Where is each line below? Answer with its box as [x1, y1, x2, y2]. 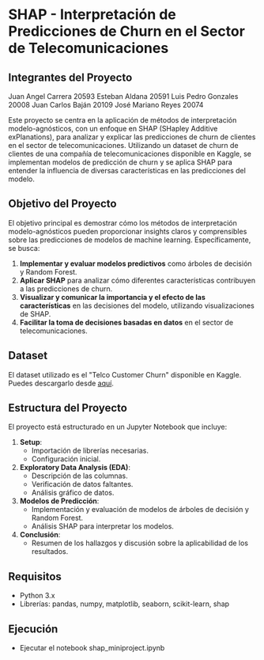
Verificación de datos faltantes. [31, 480, 134, 489]
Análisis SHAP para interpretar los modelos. [31, 522, 174, 531]
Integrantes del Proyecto [8, 70, 133, 84]
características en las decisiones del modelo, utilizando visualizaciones [19, 301, 255, 310]
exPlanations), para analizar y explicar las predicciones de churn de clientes [8, 132, 256, 142]
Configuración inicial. [31, 454, 101, 464]
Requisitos [8, 570, 62, 583]
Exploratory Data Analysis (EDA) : [19, 463, 130, 472]
